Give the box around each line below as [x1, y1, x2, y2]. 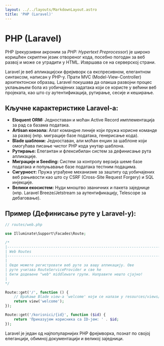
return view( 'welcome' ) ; [14, 299, 64, 304]
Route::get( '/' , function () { [5, 290, 69, 295]
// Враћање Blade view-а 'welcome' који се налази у [14, 295, 123, 299]
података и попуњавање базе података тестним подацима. [12, 164, 137, 170]
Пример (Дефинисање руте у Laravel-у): [5, 209, 136, 218]
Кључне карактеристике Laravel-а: [5, 104, 119, 112]
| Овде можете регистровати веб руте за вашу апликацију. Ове [5, 263, 134, 268]
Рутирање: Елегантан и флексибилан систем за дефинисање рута [12, 148, 151, 154]
